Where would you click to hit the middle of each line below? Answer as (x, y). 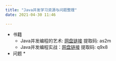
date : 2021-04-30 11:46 (31, 15)
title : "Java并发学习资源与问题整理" (41, 10)
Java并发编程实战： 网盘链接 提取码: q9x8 (64, 47)
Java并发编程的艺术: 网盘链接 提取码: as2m (66, 41)
